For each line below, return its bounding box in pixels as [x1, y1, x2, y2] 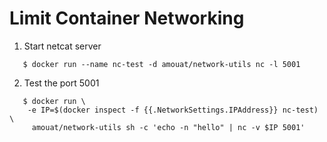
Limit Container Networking [9, 7, 245, 30]
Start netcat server [23, 40, 102, 52]
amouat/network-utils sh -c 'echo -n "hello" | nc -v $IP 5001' [31, 122, 306, 132]
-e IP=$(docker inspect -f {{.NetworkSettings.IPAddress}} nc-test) [27, 105, 319, 115]
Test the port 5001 [23, 77, 100, 89]
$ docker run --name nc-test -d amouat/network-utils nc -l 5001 [22, 59, 301, 69]
